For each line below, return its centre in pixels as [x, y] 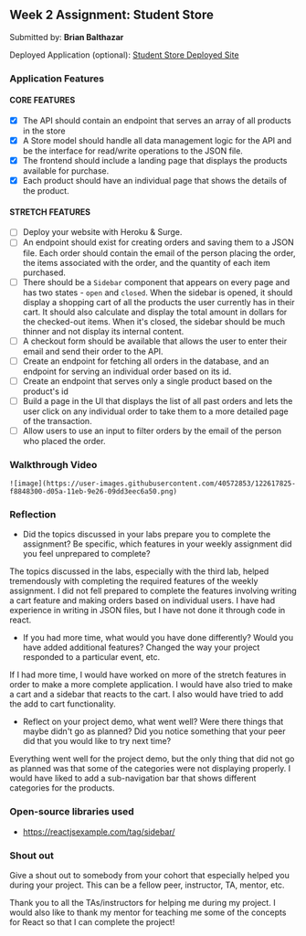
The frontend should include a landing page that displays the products [155, 161]
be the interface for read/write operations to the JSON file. [133, 151]
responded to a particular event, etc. [91, 657]
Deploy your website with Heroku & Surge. [102, 232]
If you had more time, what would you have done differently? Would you [158, 638]
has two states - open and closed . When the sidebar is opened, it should [158, 292]
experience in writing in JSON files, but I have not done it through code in [148, 611]
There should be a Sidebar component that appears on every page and [156, 282]
